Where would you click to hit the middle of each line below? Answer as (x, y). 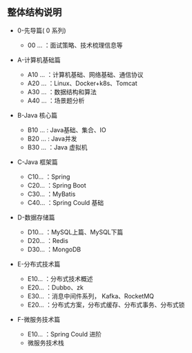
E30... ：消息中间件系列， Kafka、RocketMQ (90, 296)
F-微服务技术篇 (39, 319)
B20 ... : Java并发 (52, 138)
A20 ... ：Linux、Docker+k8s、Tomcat (83, 83)
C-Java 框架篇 (38, 162)
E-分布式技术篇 (39, 264)
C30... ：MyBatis (51, 194)
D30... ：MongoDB (54, 249)
